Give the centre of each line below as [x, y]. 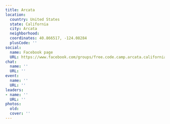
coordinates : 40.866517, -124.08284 [48, 38]
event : [12, 76]
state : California [29, 24]
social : [13, 48]
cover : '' [20, 114]
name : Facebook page [31, 52]
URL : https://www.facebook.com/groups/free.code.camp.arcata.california [88, 57]
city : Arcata [24, 29]
